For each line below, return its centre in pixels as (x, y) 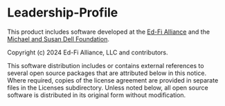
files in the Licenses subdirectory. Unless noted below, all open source (108, 87)
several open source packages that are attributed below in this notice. (107, 73)
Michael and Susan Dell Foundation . (58, 39)
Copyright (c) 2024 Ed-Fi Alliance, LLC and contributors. (88, 52)
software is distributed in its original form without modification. (97, 95)
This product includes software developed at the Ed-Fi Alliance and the (108, 32)
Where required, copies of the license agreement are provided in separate (113, 80)
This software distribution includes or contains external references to (106, 65)
